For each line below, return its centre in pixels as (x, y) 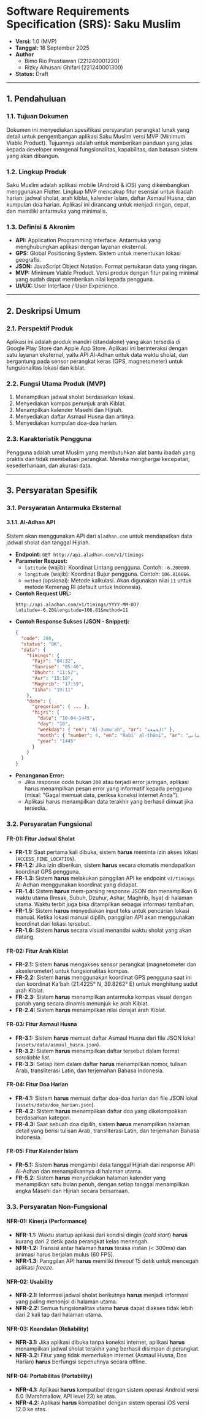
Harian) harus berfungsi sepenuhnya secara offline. (81, 1362)
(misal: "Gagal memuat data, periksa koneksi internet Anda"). (101, 795)
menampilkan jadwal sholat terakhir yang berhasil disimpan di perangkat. (107, 1349)
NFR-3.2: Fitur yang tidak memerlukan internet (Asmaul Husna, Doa (101, 1355)
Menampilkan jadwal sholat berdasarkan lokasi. (75, 397)
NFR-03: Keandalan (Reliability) (48, 1328)
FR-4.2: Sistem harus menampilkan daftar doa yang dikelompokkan (101, 1111)
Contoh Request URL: (43, 593)
